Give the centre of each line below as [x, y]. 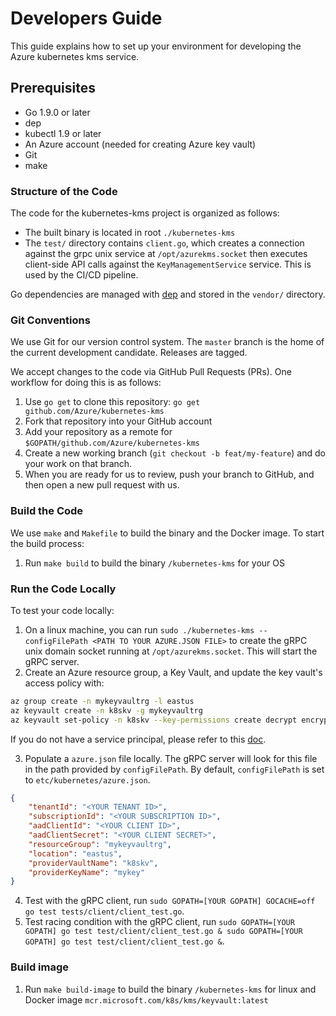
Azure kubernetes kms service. [75, 56]
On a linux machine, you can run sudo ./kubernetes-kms [139, 629]
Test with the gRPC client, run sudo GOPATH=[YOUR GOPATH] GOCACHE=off [170, 901]
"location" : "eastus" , [75, 853]
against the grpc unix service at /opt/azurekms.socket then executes [166, 254]
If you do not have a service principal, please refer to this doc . [138, 739]
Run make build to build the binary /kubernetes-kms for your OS [154, 563]
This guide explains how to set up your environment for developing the [156, 46]
